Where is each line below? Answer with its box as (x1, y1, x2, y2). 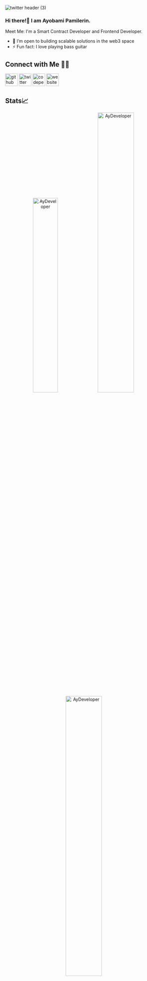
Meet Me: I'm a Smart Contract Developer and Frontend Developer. (5, 28, 143, 34)
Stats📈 (5, 96, 29, 105)
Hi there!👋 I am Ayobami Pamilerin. (5, 17, 91, 24)
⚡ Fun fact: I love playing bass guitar (12, 44, 87, 50)
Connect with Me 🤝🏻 (5, 60, 70, 68)
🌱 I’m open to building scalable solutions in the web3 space (12, 38, 135, 44)
